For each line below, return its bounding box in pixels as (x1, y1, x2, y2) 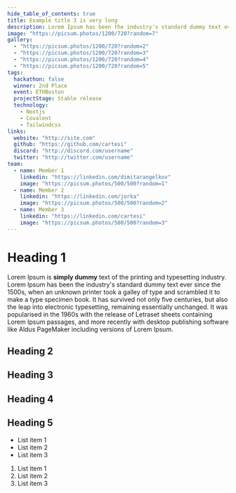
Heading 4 (7, 393, 54, 405)
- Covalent (20, 114, 52, 121)
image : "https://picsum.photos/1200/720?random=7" (7, 29, 159, 37)
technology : (13, 102, 49, 109)
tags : (7, 69, 23, 76)
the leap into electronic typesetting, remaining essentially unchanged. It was (7, 303, 228, 311)
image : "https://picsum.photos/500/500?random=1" (20, 180, 169, 187)
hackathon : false (13, 75, 65, 83)
